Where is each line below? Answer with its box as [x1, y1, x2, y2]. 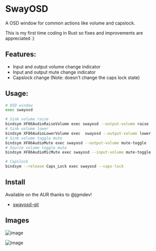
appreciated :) [5, 35, 35, 41]
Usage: [5, 89, 29, 98]
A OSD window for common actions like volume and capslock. [5, 20, 136, 26]
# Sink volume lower [5, 126, 49, 132]
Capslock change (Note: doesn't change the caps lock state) [12, 74, 140, 81]
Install [5, 178, 25, 187]
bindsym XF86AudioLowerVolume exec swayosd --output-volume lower [5, 131, 151, 136]
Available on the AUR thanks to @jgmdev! [5, 191, 92, 197]
